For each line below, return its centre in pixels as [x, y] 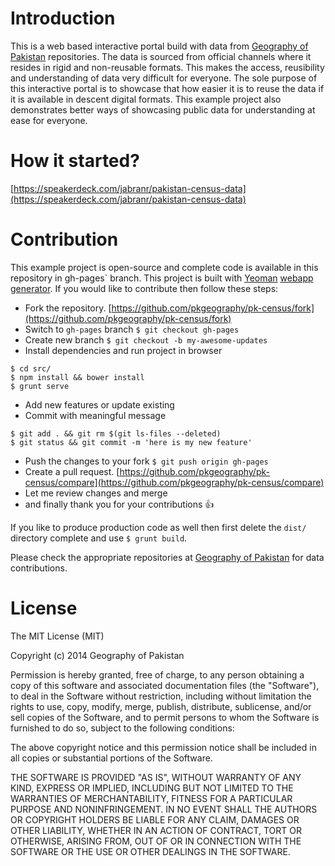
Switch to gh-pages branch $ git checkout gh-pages [132, 329]
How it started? [75, 161]
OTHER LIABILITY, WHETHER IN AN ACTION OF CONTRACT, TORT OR [156, 830]
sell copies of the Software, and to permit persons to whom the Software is [165, 717]
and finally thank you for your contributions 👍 [119, 504]
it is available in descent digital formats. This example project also [146, 99]
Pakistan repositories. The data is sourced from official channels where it [161, 56]
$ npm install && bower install [77, 377]
